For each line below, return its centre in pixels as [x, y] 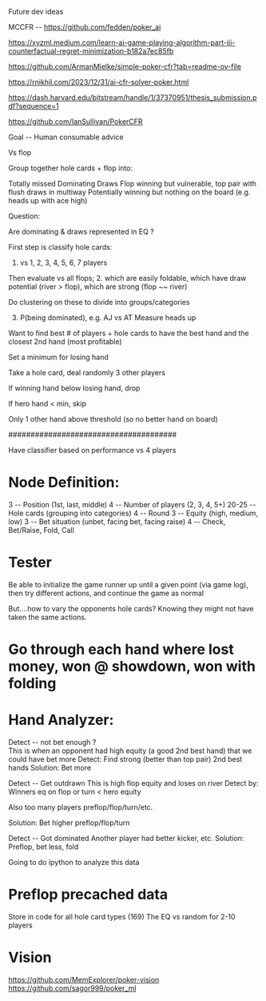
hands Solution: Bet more [50, 768]
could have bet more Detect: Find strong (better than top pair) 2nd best [125, 759]
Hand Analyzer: [61, 720]
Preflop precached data [88, 895]
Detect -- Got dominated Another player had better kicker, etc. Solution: [126, 838]
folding [32, 684]
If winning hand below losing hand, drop [74, 388]
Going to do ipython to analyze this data [74, 862]
